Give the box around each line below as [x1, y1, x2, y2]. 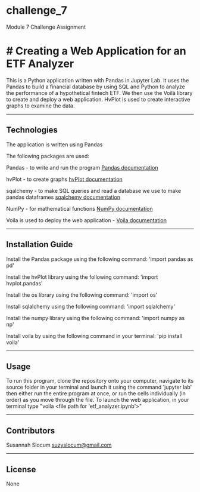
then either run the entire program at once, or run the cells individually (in [6, 390, 186, 397]
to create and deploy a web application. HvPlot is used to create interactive [6, 96, 190, 103]
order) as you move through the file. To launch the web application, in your [6, 396, 189, 404]
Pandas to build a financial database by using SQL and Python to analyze [6, 83, 186, 90]
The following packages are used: [6, 152, 89, 159]
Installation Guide [6, 239, 73, 250]
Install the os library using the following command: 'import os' [6, 291, 158, 299]
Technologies [6, 125, 58, 135]
